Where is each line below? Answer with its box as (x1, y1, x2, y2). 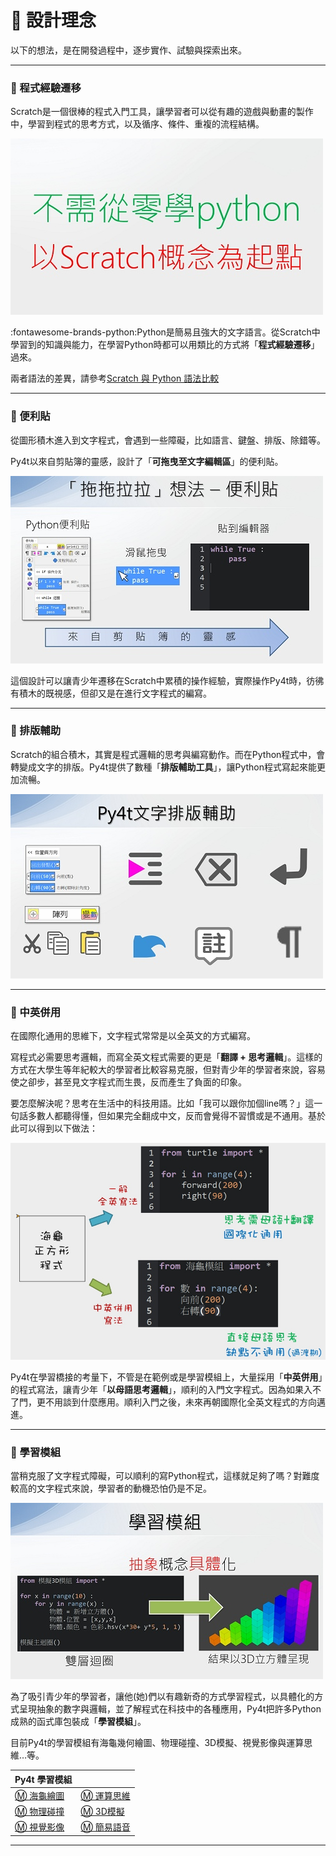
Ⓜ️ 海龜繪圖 (14, 1789, 65, 1801)
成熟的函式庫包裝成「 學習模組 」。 (10, 1716, 147, 1728)
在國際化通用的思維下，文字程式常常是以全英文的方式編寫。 (10, 1030, 256, 1042)
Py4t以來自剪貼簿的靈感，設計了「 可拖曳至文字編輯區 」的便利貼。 (10, 455, 284, 467)
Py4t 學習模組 (14, 1773, 73, 1785)
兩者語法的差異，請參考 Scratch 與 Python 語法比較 (10, 372, 220, 385)
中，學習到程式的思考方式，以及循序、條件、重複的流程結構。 (10, 118, 265, 130)
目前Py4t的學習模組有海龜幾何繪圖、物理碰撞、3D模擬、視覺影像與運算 (10, 1737, 305, 1749)
